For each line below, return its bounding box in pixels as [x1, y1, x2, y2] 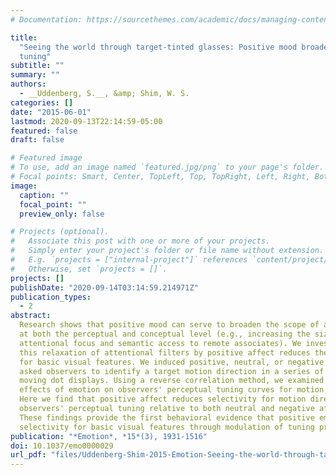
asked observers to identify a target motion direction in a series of [19, 366, 325, 376]
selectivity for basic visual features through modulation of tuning [19, 422, 315, 432]
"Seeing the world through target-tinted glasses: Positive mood [19, 42, 298, 52]
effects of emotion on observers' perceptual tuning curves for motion [19, 385, 325, 395]
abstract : [10, 311, 52, 321]
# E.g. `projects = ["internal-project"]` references [10, 255, 248, 265]
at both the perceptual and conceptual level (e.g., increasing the [19, 329, 311, 339]
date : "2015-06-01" [10, 107, 92, 117]
